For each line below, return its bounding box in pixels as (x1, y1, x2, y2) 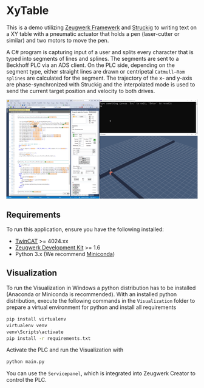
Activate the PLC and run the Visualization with (6, 346, 124, 353)
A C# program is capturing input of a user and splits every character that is (6, 48, 194, 55)
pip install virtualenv (6, 316, 67, 322)
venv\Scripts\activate (6, 329, 64, 335)
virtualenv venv (6, 322, 47, 328)
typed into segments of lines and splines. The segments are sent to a (6, 55, 179, 62)
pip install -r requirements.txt (6, 335, 91, 341)
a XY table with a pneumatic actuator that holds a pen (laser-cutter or (6, 30, 180, 37)
